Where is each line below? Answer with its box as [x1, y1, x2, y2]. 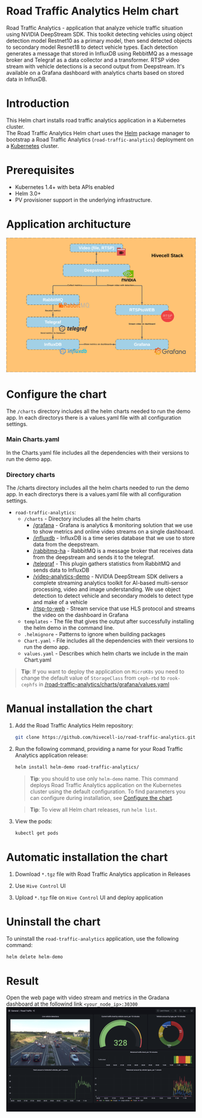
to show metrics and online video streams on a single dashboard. [32, 528, 195, 535]
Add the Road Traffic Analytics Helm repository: [14, 722, 133, 729]
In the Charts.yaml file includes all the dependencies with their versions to [6, 449, 189, 456]
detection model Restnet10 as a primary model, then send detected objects [6, 37, 192, 44]
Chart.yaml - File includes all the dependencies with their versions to [23, 637, 194, 644]
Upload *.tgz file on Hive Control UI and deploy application [14, 893, 164, 901]
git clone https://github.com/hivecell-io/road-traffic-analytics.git [14, 735, 196, 741]
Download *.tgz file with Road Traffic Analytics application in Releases [14, 870, 191, 878]
